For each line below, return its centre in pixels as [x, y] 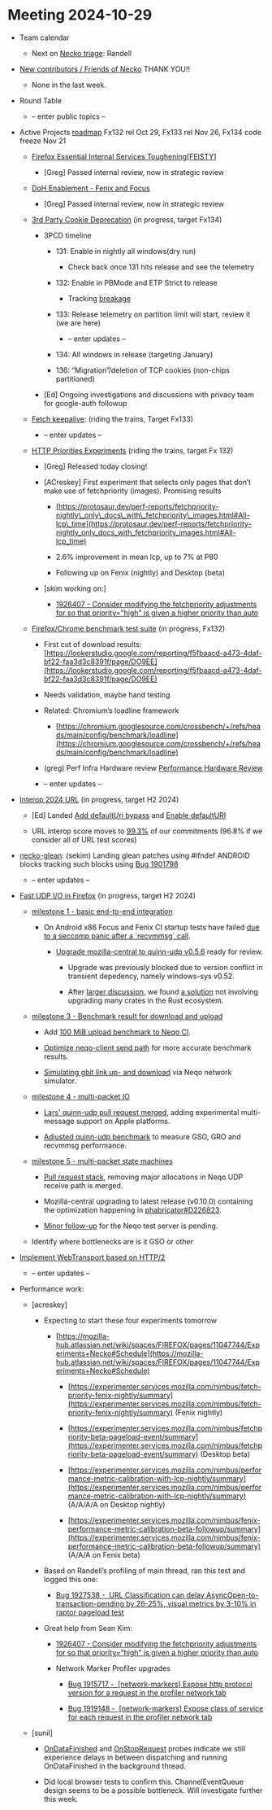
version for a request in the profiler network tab [147, 1692]
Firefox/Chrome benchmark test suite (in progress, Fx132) [128, 628]
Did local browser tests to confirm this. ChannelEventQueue [144, 1782]
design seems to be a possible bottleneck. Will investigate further [153, 1790]
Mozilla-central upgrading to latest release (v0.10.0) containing [148, 1201]
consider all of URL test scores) [84, 839]
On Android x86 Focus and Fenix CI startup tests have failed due [151, 927]
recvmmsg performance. [85, 1145]
